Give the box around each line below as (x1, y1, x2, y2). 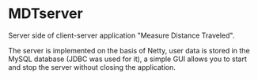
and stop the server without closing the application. (8, 62, 176, 71)
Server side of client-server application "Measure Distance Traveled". (8, 31, 235, 40)
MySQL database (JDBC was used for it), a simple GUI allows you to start (8, 54, 248, 64)
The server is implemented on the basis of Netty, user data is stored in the (8, 45, 251, 55)
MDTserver (8, 5, 83, 23)
